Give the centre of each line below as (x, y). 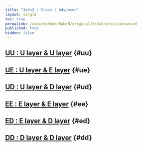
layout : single (21, 14)
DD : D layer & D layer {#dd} (49, 138)
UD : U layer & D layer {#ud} (49, 87)
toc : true (15, 19)
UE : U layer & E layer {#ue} (48, 70)
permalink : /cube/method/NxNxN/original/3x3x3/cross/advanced (71, 24)
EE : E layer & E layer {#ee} (47, 104)
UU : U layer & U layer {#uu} (49, 53)
